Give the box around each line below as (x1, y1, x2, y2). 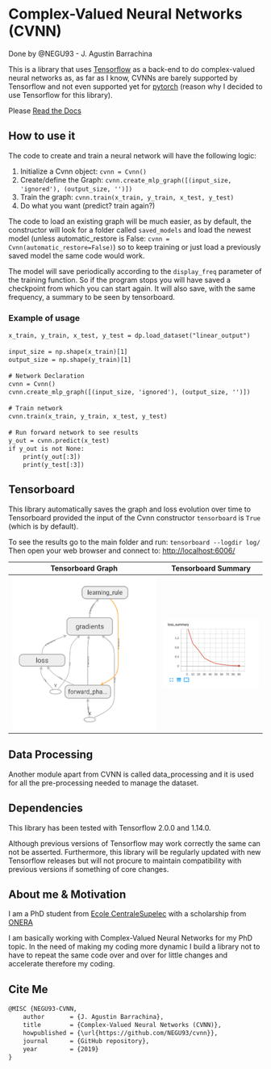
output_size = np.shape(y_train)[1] (8, 356, 131, 364)
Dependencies (8, 802, 83, 815)
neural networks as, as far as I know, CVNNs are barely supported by (8, 73, 238, 82)
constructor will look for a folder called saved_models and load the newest (8, 225, 252, 234)
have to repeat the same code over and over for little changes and (8, 950, 228, 960)
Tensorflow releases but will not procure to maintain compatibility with (8, 856, 242, 865)
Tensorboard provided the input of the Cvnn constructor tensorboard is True (8, 512, 261, 522)
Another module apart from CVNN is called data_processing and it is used (8, 769, 254, 779)
